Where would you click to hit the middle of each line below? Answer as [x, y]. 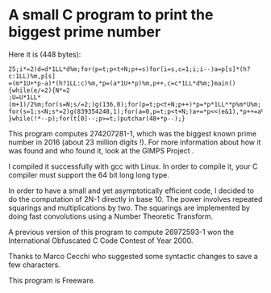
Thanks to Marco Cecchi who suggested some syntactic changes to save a [133, 256]
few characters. [34, 265]
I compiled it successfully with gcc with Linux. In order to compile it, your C [133, 166]
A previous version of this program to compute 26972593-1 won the [121, 232]
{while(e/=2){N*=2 [39, 90]
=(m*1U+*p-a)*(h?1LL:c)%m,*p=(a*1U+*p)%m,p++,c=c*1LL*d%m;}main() [122, 83]
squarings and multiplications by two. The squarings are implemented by [129, 207]
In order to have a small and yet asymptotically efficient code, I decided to [131, 190]
